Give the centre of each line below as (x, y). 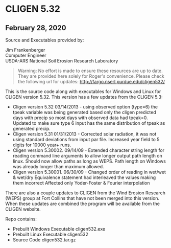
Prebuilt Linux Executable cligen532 (50, 234)
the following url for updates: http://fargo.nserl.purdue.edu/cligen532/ (91, 82)
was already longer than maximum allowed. (58, 166)
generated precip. (31, 129)
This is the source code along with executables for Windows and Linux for (83, 92)
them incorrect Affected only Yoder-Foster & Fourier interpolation (81, 183)
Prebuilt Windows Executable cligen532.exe (59, 229)
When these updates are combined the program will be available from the (82, 204)
